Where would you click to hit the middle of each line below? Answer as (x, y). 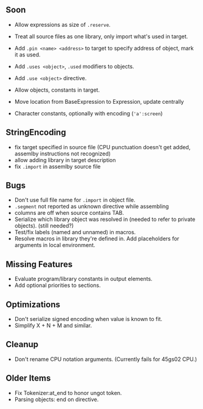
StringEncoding (36, 133)
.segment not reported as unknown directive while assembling (92, 206)
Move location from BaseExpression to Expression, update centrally (99, 101)
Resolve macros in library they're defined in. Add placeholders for (97, 238)
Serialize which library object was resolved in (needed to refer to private (105, 219)
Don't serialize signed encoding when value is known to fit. (88, 319)
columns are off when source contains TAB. (69, 213)
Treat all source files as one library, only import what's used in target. (101, 36)
